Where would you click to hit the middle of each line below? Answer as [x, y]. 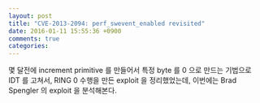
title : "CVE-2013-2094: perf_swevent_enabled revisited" [107, 24]
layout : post [30, 16]
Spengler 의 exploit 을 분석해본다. [63, 91]
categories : [28, 46]
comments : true [34, 39]
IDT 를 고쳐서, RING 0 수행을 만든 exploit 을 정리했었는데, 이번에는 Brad [123, 80]
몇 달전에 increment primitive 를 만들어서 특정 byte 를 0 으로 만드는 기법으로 [130, 71]
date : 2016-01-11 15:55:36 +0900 [65, 31]
